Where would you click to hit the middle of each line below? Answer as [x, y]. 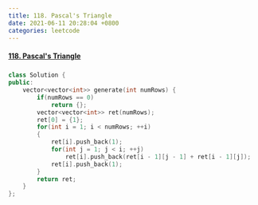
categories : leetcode [44, 30]
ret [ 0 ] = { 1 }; [60, 120]
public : [21, 83]
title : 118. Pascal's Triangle [60, 16]
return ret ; [57, 179]
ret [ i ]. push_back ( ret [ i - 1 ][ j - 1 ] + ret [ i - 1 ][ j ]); [158, 156]
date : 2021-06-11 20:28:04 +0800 [64, 23]
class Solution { [37, 75]
